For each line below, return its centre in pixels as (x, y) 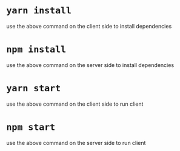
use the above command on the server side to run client (76, 143)
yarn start (34, 88)
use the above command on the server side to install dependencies (90, 65)
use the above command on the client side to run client (75, 104)
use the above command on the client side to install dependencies (89, 26)
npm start (31, 127)
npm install (36, 50)
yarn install (39, 11)
